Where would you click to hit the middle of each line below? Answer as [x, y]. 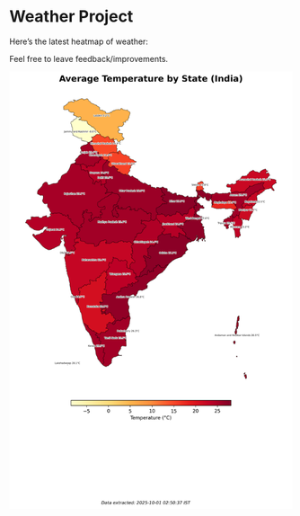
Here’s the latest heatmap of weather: [79, 41]
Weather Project [71, 17]
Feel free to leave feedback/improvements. [89, 58]
